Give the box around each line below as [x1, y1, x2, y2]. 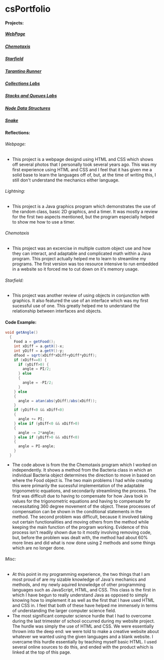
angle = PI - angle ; [18, 444, 56, 449]
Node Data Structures [5, 105, 51, 111]
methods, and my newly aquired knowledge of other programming [12, 582, 145, 588]
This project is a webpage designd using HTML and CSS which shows [12, 156, 154, 162]
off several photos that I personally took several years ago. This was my [12, 161, 157, 167]
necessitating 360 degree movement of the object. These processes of [12, 503, 156, 509]
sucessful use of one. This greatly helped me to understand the [12, 303, 140, 309]
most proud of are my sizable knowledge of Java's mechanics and [12, 576, 146, 583]
